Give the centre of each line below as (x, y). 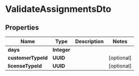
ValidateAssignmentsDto (58, 9)
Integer (61, 50)
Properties (22, 28)
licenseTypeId (25, 66)
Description (89, 41)
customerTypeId (28, 58)
